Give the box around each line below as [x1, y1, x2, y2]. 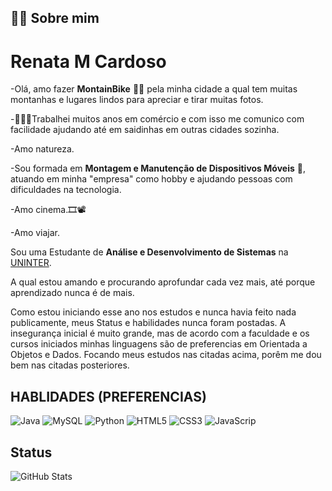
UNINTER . [10, 257, 52, 269]
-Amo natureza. [10, 143, 75, 155]
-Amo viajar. [10, 227, 61, 239]
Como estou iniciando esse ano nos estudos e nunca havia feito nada [10, 306, 297, 318]
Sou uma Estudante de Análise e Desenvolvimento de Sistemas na [10, 246, 289, 258]
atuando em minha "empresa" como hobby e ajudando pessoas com [10, 173, 293, 185]
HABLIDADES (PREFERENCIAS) [10, 388, 207, 405]
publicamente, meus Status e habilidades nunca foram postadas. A [10, 317, 287, 329]
